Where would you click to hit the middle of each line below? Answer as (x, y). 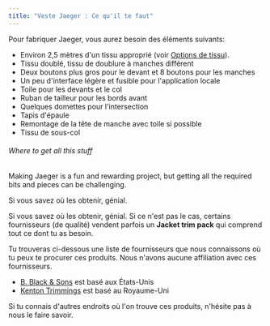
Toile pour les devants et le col (71, 89)
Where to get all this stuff (51, 151)
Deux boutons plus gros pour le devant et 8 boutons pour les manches (137, 72)
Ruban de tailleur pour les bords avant (84, 97)
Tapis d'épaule (45, 115)
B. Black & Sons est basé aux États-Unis (87, 281)
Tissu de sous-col (50, 132)
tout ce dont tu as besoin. (51, 233)
